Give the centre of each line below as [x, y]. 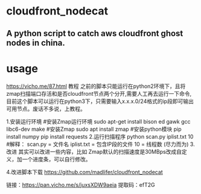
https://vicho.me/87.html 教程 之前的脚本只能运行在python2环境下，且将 [96, 86]
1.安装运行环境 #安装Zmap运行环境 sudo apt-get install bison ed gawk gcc [99, 121]
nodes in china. [36, 42]
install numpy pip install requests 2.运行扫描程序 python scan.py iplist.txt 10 [100, 136]
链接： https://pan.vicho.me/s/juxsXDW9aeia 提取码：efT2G [81, 184]
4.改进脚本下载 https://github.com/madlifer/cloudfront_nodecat [85, 172]
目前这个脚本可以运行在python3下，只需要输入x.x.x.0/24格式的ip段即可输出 [100, 101]
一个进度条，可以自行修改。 [56, 159]
